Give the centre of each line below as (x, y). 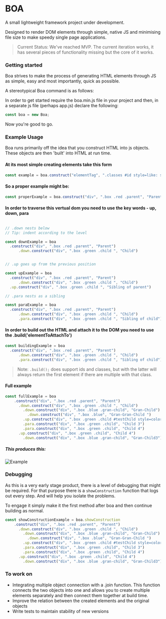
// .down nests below (27, 228)
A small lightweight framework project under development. (65, 22)
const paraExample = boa (31, 305)
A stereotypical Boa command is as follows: (50, 91)
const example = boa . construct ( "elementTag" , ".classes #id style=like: (82, 175)
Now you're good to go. (29, 124)
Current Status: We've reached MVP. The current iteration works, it (85, 47)
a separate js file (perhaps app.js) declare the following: (62, 106)
